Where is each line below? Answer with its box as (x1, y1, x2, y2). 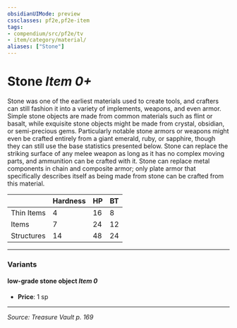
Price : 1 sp (17, 293, 49, 301)
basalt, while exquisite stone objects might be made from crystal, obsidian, (7, 119, 225, 128)
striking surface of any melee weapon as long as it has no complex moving (7, 149, 225, 157)
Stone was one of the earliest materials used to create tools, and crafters (7, 97, 219, 105)
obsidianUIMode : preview (7, 10, 80, 18)
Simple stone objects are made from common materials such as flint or (7, 111, 213, 120)
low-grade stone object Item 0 (7, 277, 98, 286)
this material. (7, 179, 45, 188)
